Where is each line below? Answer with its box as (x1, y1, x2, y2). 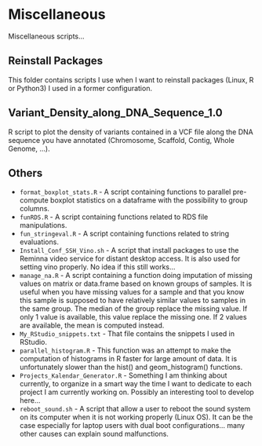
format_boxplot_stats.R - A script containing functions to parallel (19, 187, 231, 197)
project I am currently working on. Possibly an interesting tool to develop (19, 387, 255, 397)
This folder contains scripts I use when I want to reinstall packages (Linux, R (8, 75, 254, 84)
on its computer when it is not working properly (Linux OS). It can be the (19, 412, 253, 422)
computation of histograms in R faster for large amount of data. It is (19, 354, 238, 364)
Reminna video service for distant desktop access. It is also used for (19, 254, 241, 264)
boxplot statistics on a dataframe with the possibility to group (49, 196, 249, 205)
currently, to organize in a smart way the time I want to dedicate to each (19, 379, 253, 389)
